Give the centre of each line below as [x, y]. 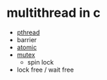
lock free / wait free [45, 69]
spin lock [40, 62]
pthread [28, 32]
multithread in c [53, 13]
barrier [27, 39]
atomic [27, 47]
